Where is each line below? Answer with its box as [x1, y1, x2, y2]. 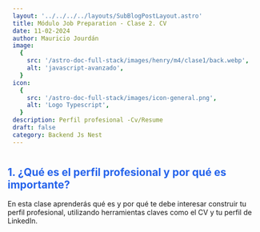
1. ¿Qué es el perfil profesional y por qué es [7, 166, 227, 179]
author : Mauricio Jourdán [12, 34, 99, 42]
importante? [7, 178, 70, 192]
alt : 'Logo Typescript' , [26, 101, 110, 110]
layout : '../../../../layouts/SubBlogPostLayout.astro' [12, 12, 203, 20]
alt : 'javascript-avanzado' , [26, 64, 124, 72]
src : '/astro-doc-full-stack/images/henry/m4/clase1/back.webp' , [26, 57, 250, 65]
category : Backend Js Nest [12, 130, 102, 139]
